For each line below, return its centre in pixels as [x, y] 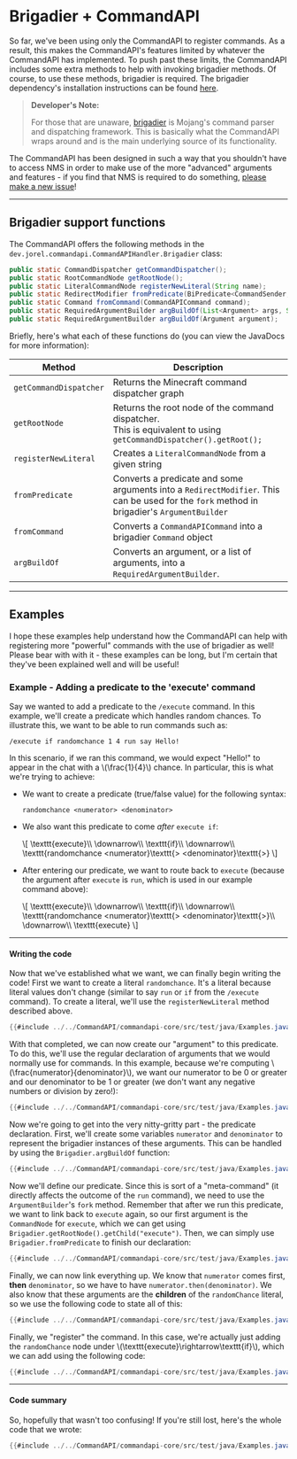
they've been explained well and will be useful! [94, 664]
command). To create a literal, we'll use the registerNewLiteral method [139, 1002]
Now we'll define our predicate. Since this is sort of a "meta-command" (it [144, 1185]
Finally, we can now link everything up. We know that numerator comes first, [147, 1275]
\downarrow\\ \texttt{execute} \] [80, 925]
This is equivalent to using [167, 430]
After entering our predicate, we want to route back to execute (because [153, 870]
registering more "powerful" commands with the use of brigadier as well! [142, 645]
